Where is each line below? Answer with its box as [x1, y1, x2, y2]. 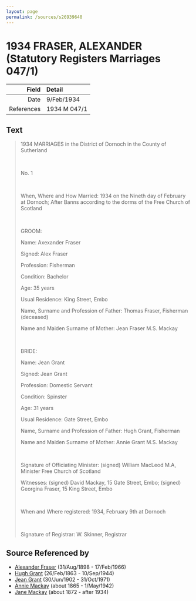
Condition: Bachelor [20, 273, 69, 280]
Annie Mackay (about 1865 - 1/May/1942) [14, 582, 114, 589]
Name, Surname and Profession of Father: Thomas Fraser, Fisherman [20, 307, 188, 314]
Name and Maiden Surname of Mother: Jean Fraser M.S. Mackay [20, 325, 178, 332]
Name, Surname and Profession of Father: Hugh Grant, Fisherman [20, 427, 180, 435]
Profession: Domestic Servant [20, 382, 93, 389]
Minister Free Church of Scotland [20, 468, 101, 475]
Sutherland [20, 147, 48, 154]
